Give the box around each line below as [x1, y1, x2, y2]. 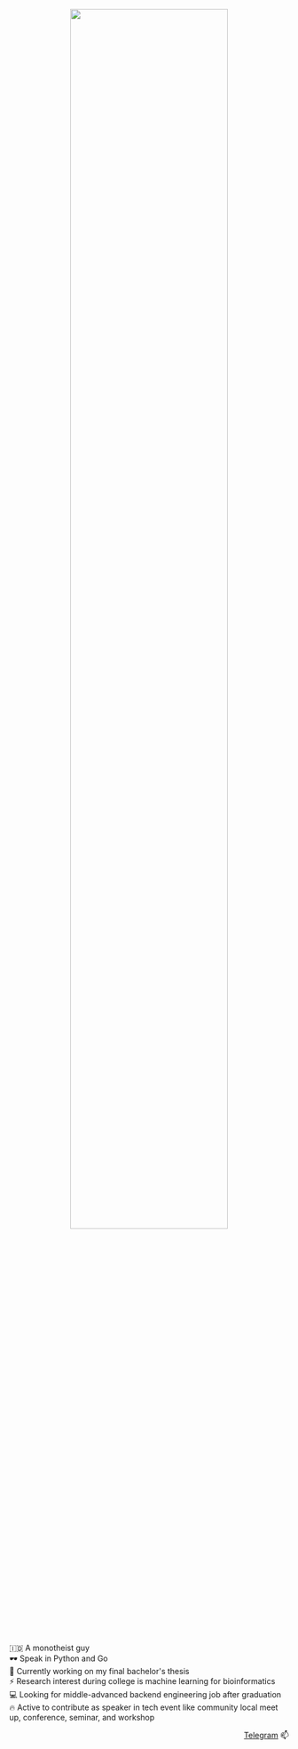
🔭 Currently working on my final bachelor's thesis [9, 1666, 190, 1676]
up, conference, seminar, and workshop [9, 1713, 155, 1722]
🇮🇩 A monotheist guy [9, 1642, 90, 1653]
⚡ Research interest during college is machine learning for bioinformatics [9, 1676, 276, 1686]
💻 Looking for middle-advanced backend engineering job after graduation [9, 1689, 282, 1699]
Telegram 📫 [243, 1730, 289, 1740]
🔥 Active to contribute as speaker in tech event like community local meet [9, 1702, 278, 1713]
